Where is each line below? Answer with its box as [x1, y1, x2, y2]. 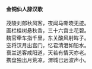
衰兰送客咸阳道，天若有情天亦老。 [6, 49, 90, 56]
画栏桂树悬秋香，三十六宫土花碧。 [6, 27, 90, 34]
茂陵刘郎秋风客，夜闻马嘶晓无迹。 [6, 19, 90, 27]
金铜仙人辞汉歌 [6, 5, 43, 12]
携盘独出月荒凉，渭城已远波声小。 [6, 57, 90, 64]
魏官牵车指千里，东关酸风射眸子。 [6, 34, 90, 41]
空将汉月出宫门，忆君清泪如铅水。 [6, 42, 90, 49]
